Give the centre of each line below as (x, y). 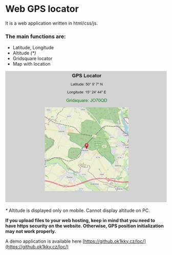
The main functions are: (36, 36)
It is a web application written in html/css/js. (52, 23)
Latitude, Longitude (33, 48)
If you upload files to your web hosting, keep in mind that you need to (80, 220)
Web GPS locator (42, 9)
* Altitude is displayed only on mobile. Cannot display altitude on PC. (78, 210)
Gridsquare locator (33, 58)
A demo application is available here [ (45, 241)
